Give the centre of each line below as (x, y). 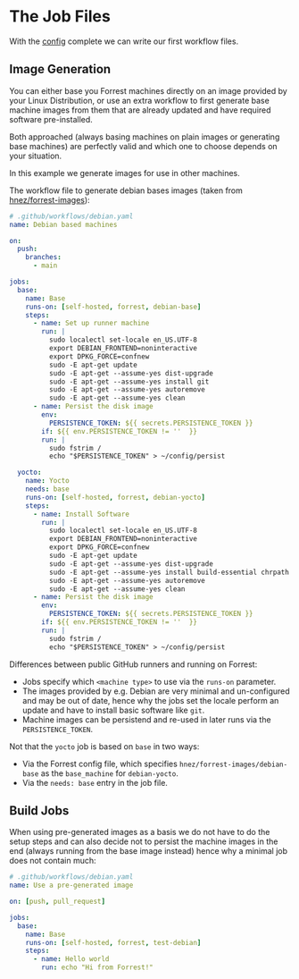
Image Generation (60, 69)
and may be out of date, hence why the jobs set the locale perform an (150, 700)
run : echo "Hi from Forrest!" (97, 967)
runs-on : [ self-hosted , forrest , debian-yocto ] (115, 497)
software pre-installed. (51, 119)
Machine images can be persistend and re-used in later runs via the (146, 719)
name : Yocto (47, 481)
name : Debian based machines (63, 224)
